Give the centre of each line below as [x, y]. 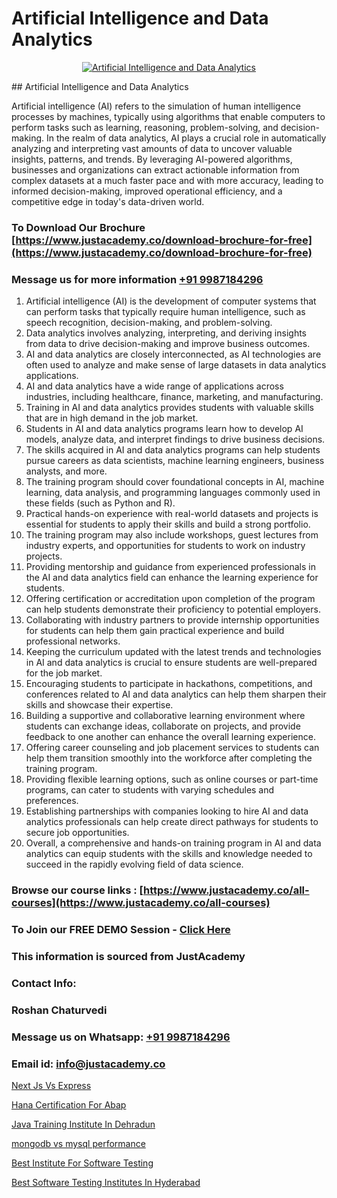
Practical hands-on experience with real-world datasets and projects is [172, 514]
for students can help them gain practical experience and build [155, 631]
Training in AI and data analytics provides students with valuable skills [169, 408]
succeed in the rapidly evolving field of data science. [134, 864]
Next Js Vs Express [51, 1085]
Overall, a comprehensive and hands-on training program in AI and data [173, 843]
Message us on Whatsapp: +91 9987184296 [121, 1037]
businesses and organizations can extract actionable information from [155, 169]
